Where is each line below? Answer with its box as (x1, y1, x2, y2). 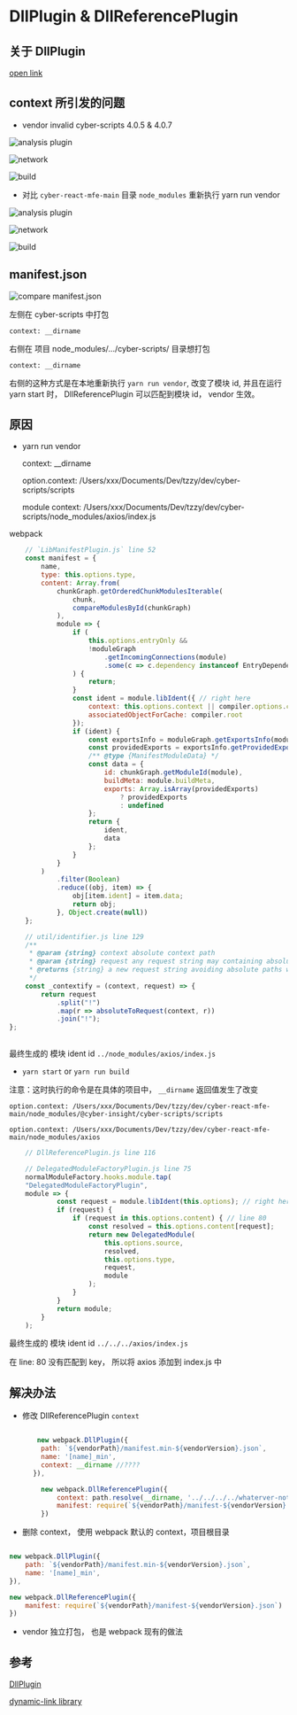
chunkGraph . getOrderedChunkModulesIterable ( (56, 586, 224, 595)
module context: (21, 502, 82, 513)
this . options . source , (103, 1238, 184, 1247)
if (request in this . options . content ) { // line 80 (72, 1214, 267, 1223)
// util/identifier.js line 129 (25, 932, 144, 941)
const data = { (88, 760, 144, 769)
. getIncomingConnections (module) (103, 653, 227, 662)
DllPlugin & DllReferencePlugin (9, 6, 239, 27)
